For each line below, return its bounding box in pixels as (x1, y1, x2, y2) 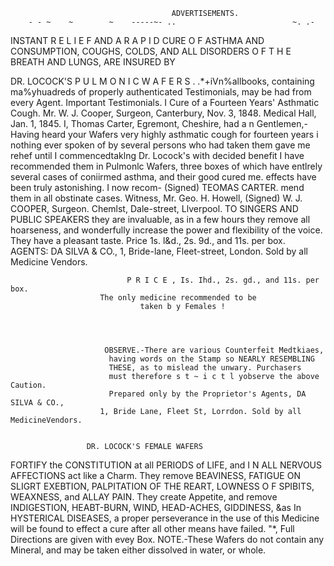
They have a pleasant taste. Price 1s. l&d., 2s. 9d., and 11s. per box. (10, 235, 286, 246)
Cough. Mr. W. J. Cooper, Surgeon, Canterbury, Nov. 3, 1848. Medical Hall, (10, 107, 317, 119)
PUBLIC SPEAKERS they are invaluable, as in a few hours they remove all (10, 214, 311, 225)
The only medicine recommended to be (99, 293, 257, 303)
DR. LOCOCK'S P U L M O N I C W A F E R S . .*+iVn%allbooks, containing (10, 75, 315, 87)
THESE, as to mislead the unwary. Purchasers (108, 363, 302, 373)
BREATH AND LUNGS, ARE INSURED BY (10, 56, 176, 68)
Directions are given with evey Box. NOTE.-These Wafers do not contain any (10, 534, 325, 545)
